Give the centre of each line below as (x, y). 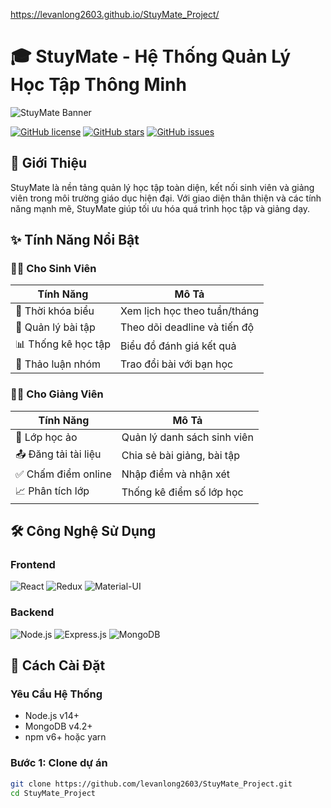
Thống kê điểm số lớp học (182, 492)
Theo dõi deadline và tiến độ (187, 327)
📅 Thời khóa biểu (55, 311)
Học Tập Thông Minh (98, 85)
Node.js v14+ (52, 716)
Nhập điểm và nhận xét (175, 474)
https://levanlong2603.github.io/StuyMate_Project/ (115, 14)
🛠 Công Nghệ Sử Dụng (83, 531)
